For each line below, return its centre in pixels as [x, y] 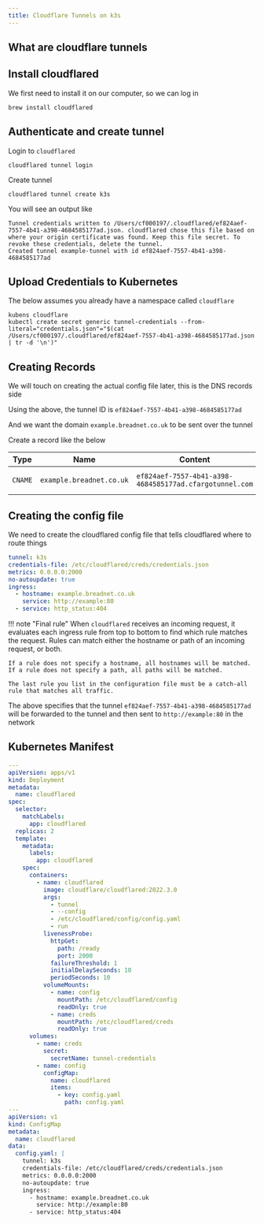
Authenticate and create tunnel [86, 132]
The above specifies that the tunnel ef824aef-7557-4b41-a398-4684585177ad [130, 705]
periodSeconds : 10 [80, 978]
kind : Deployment [37, 780]
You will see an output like [50, 209]
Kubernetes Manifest [61, 747]
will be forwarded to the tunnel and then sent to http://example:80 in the [126, 714]
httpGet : [64, 941]
